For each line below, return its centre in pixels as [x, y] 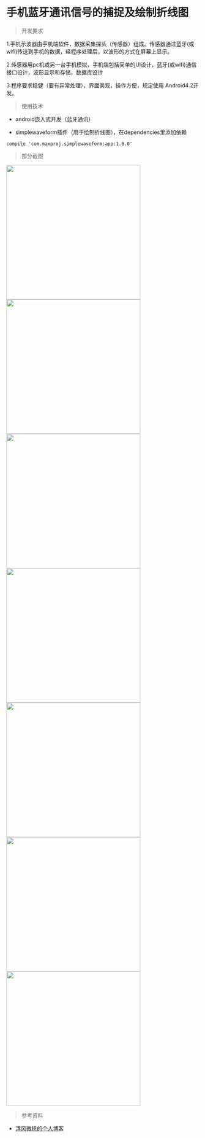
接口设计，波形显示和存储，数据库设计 [54, 72]
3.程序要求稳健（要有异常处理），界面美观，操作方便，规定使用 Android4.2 [100, 85]
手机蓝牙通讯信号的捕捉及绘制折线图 [98, 13]
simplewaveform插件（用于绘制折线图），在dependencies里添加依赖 [101, 132]
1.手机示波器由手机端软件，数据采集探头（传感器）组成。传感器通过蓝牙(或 [100, 44]
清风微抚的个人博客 [39, 1128]
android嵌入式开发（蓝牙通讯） [54, 119]
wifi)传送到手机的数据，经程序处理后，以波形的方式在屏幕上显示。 [90, 51]
